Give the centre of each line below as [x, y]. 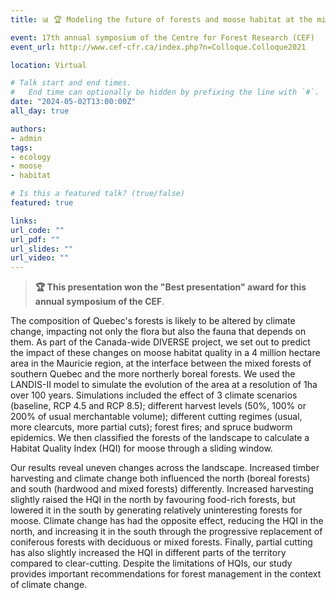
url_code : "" [37, 230]
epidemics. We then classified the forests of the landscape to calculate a [160, 438]
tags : [21, 147]
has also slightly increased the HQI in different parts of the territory [148, 553]
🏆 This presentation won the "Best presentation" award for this [170, 287]
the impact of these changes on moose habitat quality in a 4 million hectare [165, 353]
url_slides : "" [42, 249]
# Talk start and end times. [71, 83]
